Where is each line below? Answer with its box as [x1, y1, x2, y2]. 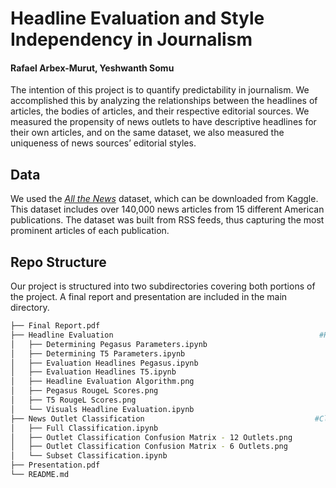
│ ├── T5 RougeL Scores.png [10, 395, 137, 406]
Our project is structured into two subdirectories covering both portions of [10, 280, 316, 292]
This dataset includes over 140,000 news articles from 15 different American [10, 203, 325, 216]
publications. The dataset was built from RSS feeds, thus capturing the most [10, 214, 325, 226]
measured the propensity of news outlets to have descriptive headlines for [10, 116, 317, 128]
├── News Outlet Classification [10, 413, 145, 424]
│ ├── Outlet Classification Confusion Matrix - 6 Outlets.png [10, 442, 288, 452]
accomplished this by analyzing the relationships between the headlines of [10, 95, 318, 107]
